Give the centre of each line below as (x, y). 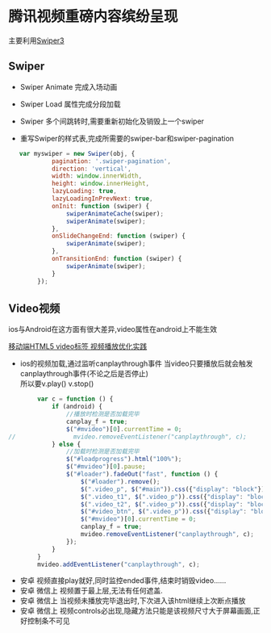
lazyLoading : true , (84, 191)
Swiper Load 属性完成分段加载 (70, 104)
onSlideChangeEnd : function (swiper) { (118, 236)
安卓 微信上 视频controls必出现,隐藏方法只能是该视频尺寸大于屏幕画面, (137, 611)
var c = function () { (75, 399)
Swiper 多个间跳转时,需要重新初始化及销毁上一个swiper (112, 121)
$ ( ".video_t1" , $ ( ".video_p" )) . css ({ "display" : (162, 497)
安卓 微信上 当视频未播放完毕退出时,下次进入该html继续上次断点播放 (133, 601)
